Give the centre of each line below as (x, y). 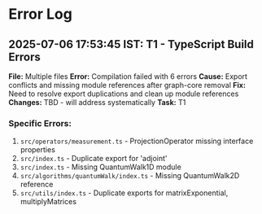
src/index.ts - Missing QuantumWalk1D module (100, 167)
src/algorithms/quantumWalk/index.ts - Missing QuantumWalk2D (130, 176)
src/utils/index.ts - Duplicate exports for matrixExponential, (124, 193)
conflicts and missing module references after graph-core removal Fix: (127, 85)
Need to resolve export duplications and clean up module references (124, 94)
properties (37, 150)
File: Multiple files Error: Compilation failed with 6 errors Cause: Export (128, 76)
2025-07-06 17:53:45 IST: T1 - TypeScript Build (131, 44)
